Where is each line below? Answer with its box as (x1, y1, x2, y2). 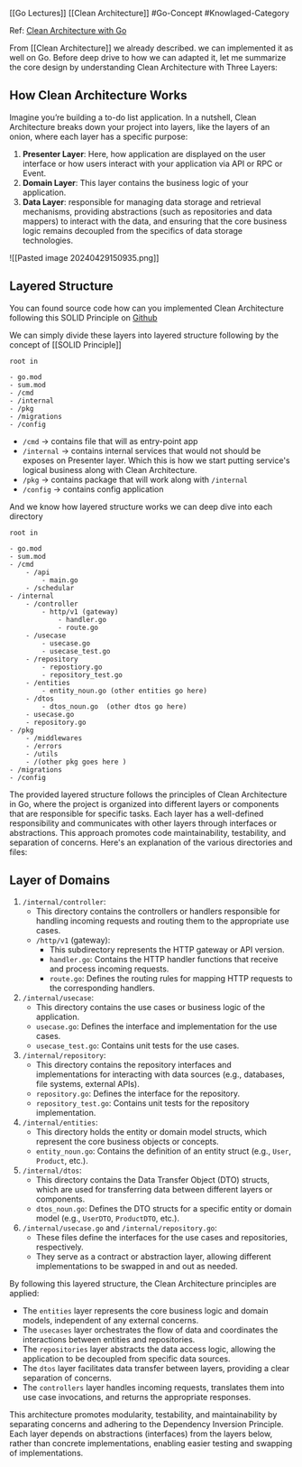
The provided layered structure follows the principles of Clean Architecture (9, 789, 288, 800)
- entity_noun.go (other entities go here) (41, 686, 207, 695)
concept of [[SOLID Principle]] (9, 339, 122, 350)
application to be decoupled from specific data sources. (22, 1353, 232, 1364)
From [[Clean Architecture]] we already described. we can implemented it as (9, 42, 294, 53)
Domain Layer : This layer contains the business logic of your (22, 177, 249, 188)
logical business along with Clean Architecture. (22, 464, 197, 475)
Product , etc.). (35, 1156, 88, 1166)
